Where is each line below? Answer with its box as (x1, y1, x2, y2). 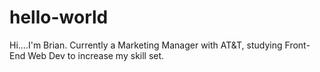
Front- (284, 39, 311, 51)
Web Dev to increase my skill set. (27, 49, 165, 61)
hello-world (9, 6, 109, 29)
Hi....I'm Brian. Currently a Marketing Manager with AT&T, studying (9, 39, 283, 51)
